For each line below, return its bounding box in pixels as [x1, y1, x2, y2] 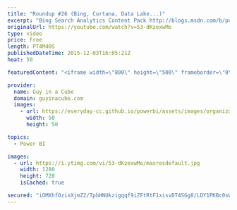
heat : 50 [7, 56, 33, 63]
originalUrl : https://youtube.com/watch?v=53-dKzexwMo [7, 23, 172, 30]
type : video [7, 30, 42, 37]
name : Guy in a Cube [13, 88, 74, 95]
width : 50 [25, 114, 55, 122]
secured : [7, 192, 33, 199]
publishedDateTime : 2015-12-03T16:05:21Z [7, 50, 131, 57]
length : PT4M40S [7, 43, 55, 50]
